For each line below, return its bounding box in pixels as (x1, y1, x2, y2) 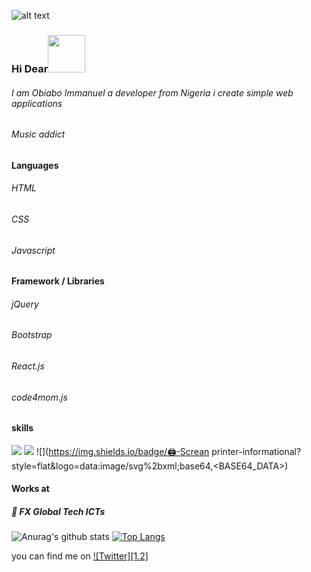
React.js (11, 360, 45, 372)
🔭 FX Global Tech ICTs (11, 505, 106, 517)
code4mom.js (11, 391, 68, 403)
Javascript (11, 244, 56, 256)
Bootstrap (11, 329, 53, 341)
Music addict (11, 128, 66, 140)
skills (11, 422, 34, 434)
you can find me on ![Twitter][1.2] (11, 550, 149, 562)
